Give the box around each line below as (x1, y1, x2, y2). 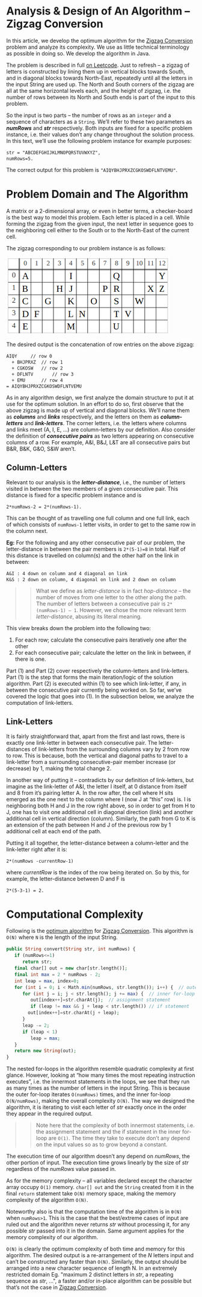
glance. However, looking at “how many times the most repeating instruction (6, 1071, 195, 1079)
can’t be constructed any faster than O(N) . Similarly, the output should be (6, 1258, 187, 1266)
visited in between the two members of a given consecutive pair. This (6, 485, 179, 492)
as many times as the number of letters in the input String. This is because (6, 1084, 191, 1092)
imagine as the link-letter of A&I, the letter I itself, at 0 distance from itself (6, 783, 188, 790)
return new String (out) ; (14, 1048, 77, 1054)
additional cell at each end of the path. (6, 827, 102, 835)
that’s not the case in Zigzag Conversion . (6, 1284, 108, 1291)
